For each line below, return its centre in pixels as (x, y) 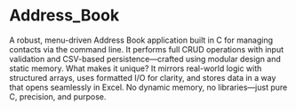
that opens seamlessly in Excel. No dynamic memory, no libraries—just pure (148, 87)
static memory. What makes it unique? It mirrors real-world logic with (136, 68)
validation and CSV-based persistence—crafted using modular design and (145, 59)
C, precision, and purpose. (58, 96)
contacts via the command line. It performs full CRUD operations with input (147, 49)
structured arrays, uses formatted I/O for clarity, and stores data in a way (143, 77)
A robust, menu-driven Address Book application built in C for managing (141, 40)
